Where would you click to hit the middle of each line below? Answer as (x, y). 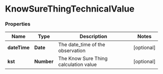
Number (44, 61)
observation (72, 51)
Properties (18, 24)
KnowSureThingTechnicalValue (70, 9)
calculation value (77, 65)
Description (94, 36)
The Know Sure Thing (83, 59)
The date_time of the (81, 44)
